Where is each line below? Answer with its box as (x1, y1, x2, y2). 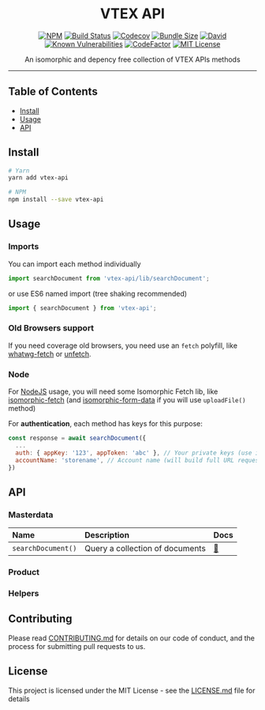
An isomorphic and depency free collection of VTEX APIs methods (24, 55, 241, 64)
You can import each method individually (8, 259, 141, 269)
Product (8, 567, 40, 578)
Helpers (8, 588, 39, 599)
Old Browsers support (8, 323, 95, 334)
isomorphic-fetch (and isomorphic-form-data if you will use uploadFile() (8, 395, 246, 405)
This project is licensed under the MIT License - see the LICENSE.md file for (8, 685, 256, 695)
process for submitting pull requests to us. (8, 641, 146, 651)
